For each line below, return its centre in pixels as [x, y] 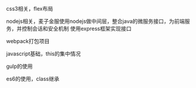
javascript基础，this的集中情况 [43, 54]
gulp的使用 [19, 66]
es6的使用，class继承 [33, 79]
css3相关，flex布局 [30, 9]
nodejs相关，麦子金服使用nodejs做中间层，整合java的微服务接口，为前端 [96, 21]
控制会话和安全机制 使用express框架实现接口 [77, 29]
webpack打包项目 [28, 41]
